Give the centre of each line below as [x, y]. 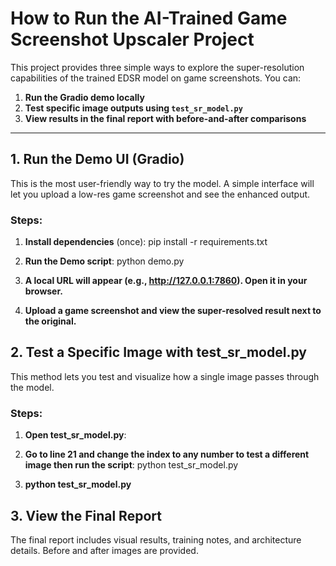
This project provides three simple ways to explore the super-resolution [157, 67]
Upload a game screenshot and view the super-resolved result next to [173, 311]
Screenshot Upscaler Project [132, 39]
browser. [43, 291]
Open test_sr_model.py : [75, 435]
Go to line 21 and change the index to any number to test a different [167, 454]
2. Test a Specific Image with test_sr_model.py [158, 352]
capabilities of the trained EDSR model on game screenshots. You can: [156, 78]
